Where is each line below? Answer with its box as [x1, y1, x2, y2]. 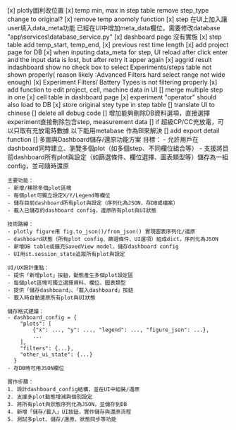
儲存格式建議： [7, 308, 44, 315]
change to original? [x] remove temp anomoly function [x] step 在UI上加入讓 [7, 15, 228, 23]
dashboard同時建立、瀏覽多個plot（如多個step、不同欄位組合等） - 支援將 [7, 144, 223, 152]
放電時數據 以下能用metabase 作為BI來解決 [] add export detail [37, 126, 220, 135]
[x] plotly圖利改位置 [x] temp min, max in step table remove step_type [7, 6, 209, 14]
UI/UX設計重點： [7, 264, 50, 271]
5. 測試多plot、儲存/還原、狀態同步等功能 [7, 416, 117, 423]
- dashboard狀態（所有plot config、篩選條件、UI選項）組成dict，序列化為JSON [7, 235, 218, 242]
